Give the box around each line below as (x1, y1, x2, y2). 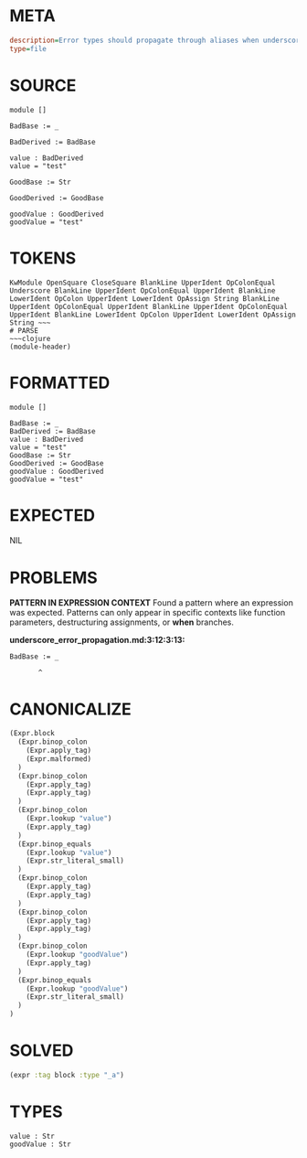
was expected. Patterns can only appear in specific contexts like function (9, 607, 286, 618)
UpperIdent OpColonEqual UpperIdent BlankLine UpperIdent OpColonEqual (9, 302, 288, 311)
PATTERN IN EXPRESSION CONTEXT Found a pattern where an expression (9, 597, 294, 608)
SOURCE (9, 75, 77, 96)
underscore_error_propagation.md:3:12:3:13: (9, 635, 185, 646)
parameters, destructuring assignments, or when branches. (9, 617, 235, 627)
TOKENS (9, 248, 77, 268)
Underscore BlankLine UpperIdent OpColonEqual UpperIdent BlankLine (9, 285, 276, 295)
